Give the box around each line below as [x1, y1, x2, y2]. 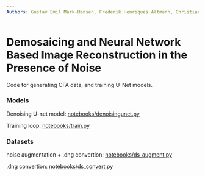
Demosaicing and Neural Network [6, 35, 181, 49]
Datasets [6, 137, 34, 146]
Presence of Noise [6, 61, 102, 75]
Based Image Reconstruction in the [6, 48, 188, 62]
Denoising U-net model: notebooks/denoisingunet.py [6, 110, 140, 118]
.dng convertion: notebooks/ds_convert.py [6, 163, 113, 171]
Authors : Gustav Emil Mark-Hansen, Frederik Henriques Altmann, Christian [6, 9, 201, 15]
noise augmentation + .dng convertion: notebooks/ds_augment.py [6, 151, 173, 158]
